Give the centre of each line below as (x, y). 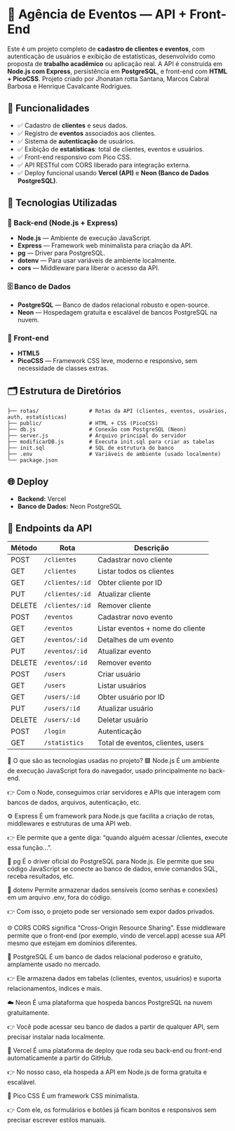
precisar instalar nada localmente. (56, 1037)
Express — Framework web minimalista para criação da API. (105, 246)
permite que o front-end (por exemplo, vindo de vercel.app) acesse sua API (116, 936)
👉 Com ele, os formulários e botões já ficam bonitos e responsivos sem (112, 1110)
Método (24, 548)
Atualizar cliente (124, 594)
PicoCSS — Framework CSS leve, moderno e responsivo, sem (107, 361)
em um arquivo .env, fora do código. (60, 897)
